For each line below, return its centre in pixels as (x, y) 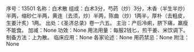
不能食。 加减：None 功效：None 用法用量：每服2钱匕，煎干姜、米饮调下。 (97, 30)
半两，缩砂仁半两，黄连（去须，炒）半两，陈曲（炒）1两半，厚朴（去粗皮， (97, 16)
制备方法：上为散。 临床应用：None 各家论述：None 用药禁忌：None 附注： (98, 37)
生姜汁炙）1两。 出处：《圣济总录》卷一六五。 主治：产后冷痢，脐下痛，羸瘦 (97, 23)
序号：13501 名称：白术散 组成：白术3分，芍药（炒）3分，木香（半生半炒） (97, 8)
